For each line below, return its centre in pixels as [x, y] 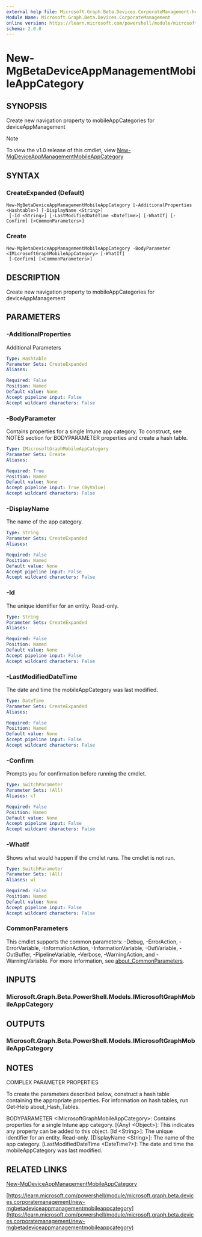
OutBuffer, [19, 954]
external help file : [32, 12]
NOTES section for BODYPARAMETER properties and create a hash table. [97, 438]
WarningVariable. [28, 961]
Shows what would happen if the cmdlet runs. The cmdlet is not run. [91, 857]
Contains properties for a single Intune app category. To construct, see [94, 431]
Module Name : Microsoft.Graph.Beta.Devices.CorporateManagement [88, 17]
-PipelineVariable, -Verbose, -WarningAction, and [94, 954]
